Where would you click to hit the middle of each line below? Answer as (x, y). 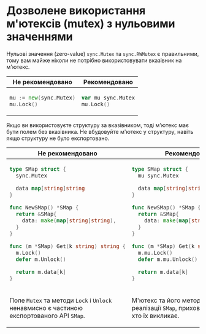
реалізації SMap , (154, 308)
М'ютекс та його (156, 300)
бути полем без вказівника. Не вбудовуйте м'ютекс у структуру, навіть (100, 131)
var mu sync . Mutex (108, 98)
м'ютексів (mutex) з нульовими (91, 24)
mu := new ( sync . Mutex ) (42, 98)
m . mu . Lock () (155, 253)
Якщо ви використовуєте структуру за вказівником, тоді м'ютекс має (97, 125)
